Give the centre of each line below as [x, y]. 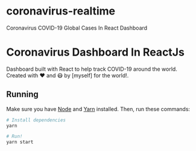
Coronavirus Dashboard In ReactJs [96, 52]
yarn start [20, 142]
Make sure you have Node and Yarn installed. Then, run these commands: [98, 109]
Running [23, 95]
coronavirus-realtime [61, 11]
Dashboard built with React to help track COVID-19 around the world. [92, 69]
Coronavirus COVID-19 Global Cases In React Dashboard [77, 28]
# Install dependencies [36, 120]
